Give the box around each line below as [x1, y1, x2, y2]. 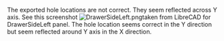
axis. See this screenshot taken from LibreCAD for [7, 13, 211, 21]
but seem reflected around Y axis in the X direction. [7, 27, 152, 36]
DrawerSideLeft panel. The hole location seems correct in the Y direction [7, 20, 212, 28]
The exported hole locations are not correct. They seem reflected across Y [7, 6, 217, 14]
